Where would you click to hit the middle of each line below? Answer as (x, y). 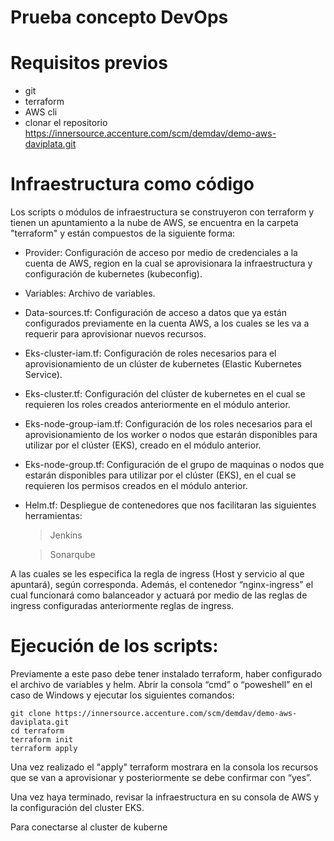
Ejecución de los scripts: (114, 646)
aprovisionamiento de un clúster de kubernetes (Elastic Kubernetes (163, 364)
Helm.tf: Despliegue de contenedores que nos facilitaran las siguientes (170, 505)
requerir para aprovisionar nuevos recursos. (115, 334)
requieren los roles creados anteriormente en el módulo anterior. (157, 405)
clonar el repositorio (66, 123)
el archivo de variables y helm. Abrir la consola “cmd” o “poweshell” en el (161, 684)
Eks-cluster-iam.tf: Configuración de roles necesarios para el (150, 353)
